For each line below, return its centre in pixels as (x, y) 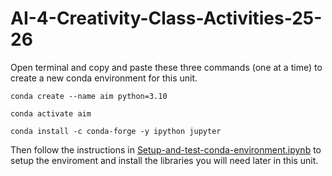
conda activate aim (51, 113)
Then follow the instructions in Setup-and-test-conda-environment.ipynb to (166, 149)
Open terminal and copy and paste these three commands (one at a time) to (166, 67)
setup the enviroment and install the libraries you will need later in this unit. (164, 160)
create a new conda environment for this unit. (104, 78)
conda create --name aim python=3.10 (89, 96)
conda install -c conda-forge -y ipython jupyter (116, 131)
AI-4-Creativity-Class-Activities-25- (166, 18)
